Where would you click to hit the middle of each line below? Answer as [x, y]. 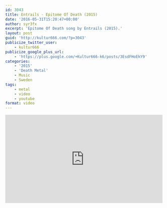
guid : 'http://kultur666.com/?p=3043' [46, 38]
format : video [20, 103]
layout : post [19, 33]
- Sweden [23, 80]
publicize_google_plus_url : [35, 52]
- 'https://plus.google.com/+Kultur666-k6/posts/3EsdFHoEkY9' [81, 57]
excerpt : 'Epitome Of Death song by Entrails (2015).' [64, 29]
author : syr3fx [21, 24]
